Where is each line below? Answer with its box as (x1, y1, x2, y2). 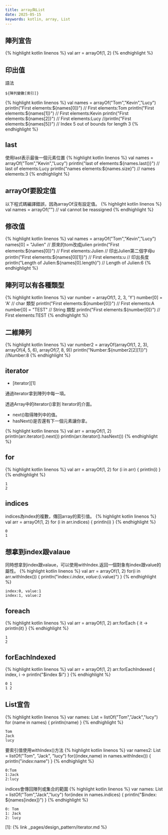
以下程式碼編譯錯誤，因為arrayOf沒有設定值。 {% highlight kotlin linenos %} (5, 201, 162, 207)
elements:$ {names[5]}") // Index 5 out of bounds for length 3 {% (5, 121, 138, 127)
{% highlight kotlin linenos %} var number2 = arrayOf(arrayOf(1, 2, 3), (5, 342, 149, 348)
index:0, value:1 (5, 589, 41, 594)
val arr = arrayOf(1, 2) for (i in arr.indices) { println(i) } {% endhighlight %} (5, 519, 156, 525)
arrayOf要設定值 (5, 187, 56, 195)
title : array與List (5, 7, 45, 13)
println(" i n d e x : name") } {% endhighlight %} (5, 758, 94, 764)
